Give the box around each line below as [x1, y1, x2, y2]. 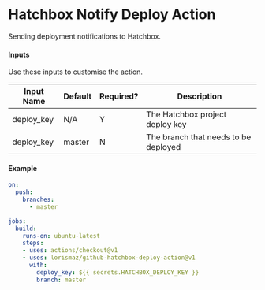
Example [8, 163, 38, 173]
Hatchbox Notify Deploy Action [8, 6, 216, 24]
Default [63, 91, 92, 102]
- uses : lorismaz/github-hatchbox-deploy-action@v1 [22, 254, 196, 262]
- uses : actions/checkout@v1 [22, 247, 118, 255]
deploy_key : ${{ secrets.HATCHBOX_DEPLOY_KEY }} [36, 268, 200, 277]
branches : [22, 195, 55, 204]
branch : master [36, 276, 87, 284]
